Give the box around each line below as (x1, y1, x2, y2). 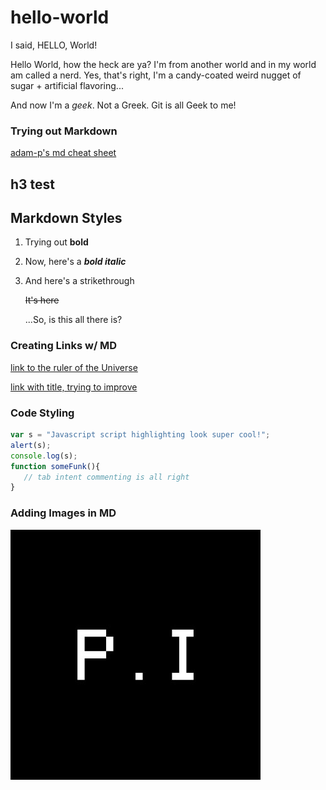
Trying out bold (24, 236, 89, 248)
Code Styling (10, 406, 75, 420)
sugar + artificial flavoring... (10, 79, 124, 91)
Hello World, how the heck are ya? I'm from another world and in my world (10, 58, 317, 70)
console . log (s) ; (10, 451, 78, 461)
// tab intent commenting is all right (23, 472, 190, 482)
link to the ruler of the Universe (10, 361, 138, 373)
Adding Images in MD (10, 506, 117, 520)
